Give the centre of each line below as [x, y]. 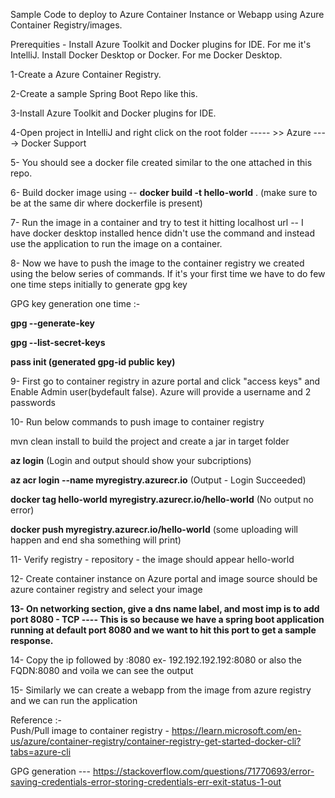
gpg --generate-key [53, 323]
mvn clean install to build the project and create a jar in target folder [150, 441]
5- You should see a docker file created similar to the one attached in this [161, 162]
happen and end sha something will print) [96, 540]
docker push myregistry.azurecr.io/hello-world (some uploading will [154, 529]
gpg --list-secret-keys [58, 342]
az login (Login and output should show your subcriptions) [131, 460]
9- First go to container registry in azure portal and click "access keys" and [165, 381]
